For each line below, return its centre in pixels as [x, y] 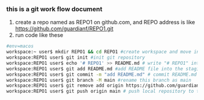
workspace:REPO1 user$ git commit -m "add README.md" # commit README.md [102, 75]
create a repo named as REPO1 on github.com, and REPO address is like [105, 22]
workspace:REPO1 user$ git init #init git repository [76, 58]
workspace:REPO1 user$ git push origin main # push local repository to [100, 92]
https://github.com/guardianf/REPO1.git [64, 28]
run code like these [39, 35]
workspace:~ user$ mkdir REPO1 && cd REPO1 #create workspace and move [99, 52]
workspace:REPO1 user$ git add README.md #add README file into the [95, 68]
